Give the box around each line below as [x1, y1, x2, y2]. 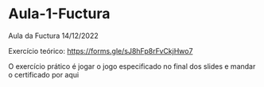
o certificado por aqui [8, 70, 80, 79]
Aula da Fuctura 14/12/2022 [8, 31, 99, 40]
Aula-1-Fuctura [8, 5, 111, 23]
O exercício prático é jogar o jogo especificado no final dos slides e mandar [8, 61, 256, 71]
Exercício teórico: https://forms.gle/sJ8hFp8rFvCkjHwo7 [8, 46, 193, 55]
